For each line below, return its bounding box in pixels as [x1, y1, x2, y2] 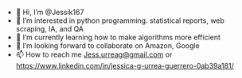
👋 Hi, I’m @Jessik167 [15, 8, 84, 17]
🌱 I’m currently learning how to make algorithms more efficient [15, 32, 221, 42]
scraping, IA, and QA [15, 24, 84, 33]
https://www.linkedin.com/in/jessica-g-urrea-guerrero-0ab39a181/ [15, 61, 235, 70]
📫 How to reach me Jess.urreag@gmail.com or [15, 50, 173, 59]
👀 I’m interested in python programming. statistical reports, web [15, 16, 225, 25]
